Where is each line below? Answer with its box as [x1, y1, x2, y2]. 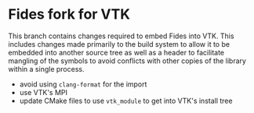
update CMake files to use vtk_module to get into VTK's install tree [19, 96, 233, 105]
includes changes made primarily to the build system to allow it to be [8, 39, 230, 48]
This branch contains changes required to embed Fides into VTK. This [8, 31, 234, 41]
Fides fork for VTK [8, 5, 131, 23]
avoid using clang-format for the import [19, 79, 147, 89]
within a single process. [8, 64, 85, 73]
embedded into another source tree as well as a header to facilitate [8, 48, 225, 57]
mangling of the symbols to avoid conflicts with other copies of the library [8, 56, 247, 65]
